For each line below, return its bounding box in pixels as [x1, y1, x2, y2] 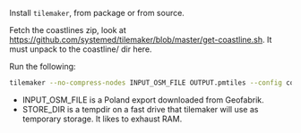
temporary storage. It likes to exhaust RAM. [21, 113, 183, 124]
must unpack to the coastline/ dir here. [9, 44, 152, 54]
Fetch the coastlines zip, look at [9, 25, 127, 35]
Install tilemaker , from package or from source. [9, 8, 185, 18]
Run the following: [9, 62, 76, 71]
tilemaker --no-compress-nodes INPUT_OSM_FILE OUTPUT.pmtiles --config [9, 79, 282, 87]
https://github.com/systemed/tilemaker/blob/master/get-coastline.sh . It [9, 35, 272, 45]
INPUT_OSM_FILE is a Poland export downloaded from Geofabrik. [21, 94, 264, 105]
